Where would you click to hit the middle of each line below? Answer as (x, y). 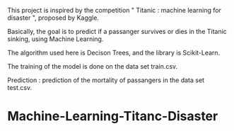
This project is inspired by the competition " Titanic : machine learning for (114, 10)
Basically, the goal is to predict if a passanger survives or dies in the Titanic (117, 32)
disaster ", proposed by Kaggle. (53, 18)
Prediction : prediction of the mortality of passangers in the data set (106, 80)
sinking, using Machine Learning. (55, 39)
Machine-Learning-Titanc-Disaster (113, 116)
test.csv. (20, 87)
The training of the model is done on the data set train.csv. (93, 66)
